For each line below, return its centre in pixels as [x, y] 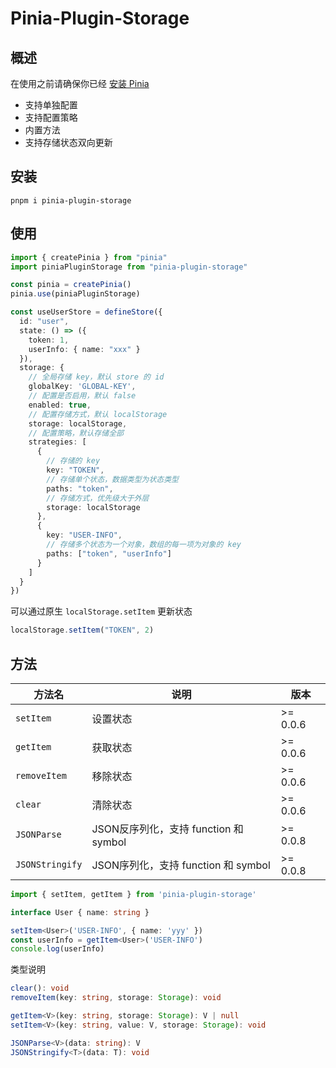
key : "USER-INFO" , [84, 535]
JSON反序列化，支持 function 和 [167, 829]
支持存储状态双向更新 [68, 142]
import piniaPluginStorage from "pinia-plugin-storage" [129, 267]
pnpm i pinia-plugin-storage [71, 200]
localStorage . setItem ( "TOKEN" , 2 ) [82, 630]
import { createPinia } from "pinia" [89, 257]
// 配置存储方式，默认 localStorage [98, 414]
